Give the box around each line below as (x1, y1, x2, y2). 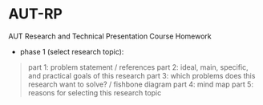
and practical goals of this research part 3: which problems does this (27, 71, 256, 80)
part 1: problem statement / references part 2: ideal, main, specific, (27, 62, 249, 72)
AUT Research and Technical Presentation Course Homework (8, 31, 212, 41)
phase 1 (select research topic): (19, 46, 124, 56)
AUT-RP (8, 5, 63, 23)
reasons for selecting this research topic (27, 87, 162, 97)
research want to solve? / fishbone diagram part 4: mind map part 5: (27, 79, 254, 89)
